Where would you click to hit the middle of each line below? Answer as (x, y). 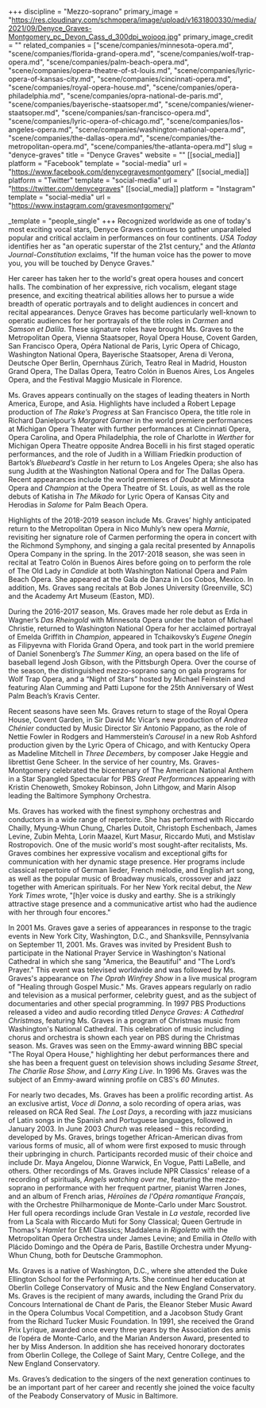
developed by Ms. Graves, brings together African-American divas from (126, 1137)
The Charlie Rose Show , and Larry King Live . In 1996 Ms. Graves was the (128, 1071)
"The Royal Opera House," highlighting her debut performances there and (129, 1054)
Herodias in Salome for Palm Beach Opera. (78, 505)
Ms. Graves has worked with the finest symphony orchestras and (115, 811)
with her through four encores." (60, 912)
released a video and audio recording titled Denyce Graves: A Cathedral (126, 1012)
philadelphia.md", (37, 96)
